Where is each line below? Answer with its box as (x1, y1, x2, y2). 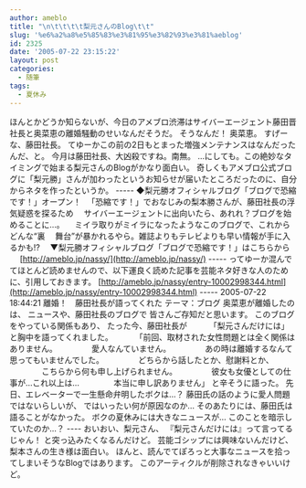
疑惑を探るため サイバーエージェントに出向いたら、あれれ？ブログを (16, 207, 284, 218)
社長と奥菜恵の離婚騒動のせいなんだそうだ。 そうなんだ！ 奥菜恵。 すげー (9, 127, 289, 138)
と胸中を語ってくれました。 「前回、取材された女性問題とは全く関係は (9, 331, 295, 343)
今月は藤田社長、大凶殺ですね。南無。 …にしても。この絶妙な (51, 150, 285, 161)
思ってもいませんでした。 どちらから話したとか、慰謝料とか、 (9, 354, 274, 366)
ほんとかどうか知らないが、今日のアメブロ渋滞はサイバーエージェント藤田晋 (9, 116, 297, 127)
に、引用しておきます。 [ (9, 276, 102, 287)
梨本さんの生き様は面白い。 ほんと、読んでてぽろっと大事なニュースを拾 (9, 445, 283, 457)
